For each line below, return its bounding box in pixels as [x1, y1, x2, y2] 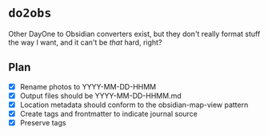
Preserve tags [19, 118, 66, 127]
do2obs [8, 6, 52, 21]
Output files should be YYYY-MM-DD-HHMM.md [19, 90, 182, 101]
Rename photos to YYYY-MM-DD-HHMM [19, 81, 157, 91]
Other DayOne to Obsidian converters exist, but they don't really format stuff [8, 29, 261, 38]
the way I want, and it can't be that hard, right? [8, 38, 162, 47]
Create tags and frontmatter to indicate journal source [19, 109, 198, 118]
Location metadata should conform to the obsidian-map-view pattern [19, 100, 249, 109]
